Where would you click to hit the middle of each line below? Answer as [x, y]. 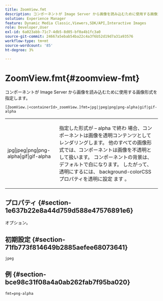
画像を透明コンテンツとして [120, 135]
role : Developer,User [27, 28]
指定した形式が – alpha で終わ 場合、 [101, 128]
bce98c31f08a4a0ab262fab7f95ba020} [68, 282]
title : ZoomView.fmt [26, 9]
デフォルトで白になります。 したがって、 [105, 165]
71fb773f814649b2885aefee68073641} [66, 247]
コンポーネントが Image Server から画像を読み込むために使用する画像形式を [81, 92]
